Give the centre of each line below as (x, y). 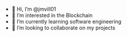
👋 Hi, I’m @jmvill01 (34, 9)
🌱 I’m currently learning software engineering (66, 21)
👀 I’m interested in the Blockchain (52, 15)
